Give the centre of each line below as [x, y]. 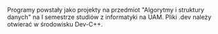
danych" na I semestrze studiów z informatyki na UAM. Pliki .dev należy [109, 17]
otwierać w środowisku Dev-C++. [55, 24]
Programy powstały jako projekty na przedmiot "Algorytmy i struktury [106, 10]
